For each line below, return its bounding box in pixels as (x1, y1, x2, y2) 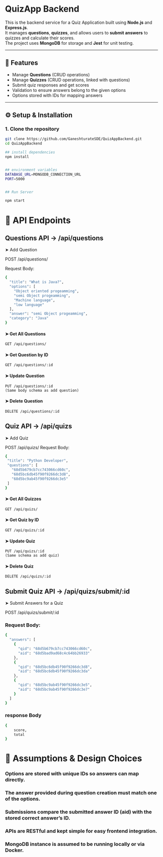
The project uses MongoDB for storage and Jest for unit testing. (5, 40, 134, 46)
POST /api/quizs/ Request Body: (5, 444, 69, 450)
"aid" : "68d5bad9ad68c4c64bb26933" (17, 650, 90, 656)
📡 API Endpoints (5, 215, 71, 226)
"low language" (14, 302, 45, 307)
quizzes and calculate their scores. (5, 35, 75, 41)
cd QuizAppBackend (5, 141, 42, 146)
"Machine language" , (14, 297, 55, 302)
